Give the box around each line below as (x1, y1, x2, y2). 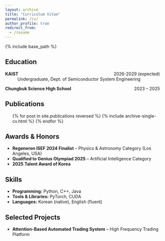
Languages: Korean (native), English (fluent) (12, 199, 103, 205)
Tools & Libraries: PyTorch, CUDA (12, 194, 82, 200)
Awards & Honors (5, 132, 60, 141)
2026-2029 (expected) (113, 71, 160, 77)
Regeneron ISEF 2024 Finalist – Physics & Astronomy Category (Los (12, 146, 151, 151)
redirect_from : (5, 26, 36, 30)
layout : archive (5, 7, 38, 12)
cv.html (12, 118, 27, 124)
